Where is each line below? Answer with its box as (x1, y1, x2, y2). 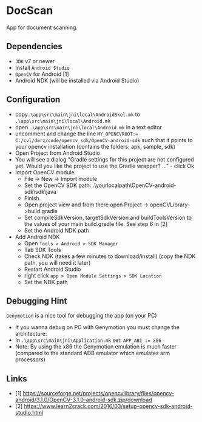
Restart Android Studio (24, 265, 81, 273)
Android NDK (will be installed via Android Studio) (15, 77, 140, 84)
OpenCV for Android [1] (15, 70, 69, 78)
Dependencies (6, 41, 62, 52)
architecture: (15, 330, 47, 338)
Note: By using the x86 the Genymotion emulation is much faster (15, 343, 177, 350)
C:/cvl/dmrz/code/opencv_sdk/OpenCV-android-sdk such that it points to (15, 136, 193, 143)
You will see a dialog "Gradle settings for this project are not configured (15, 155, 194, 163)
